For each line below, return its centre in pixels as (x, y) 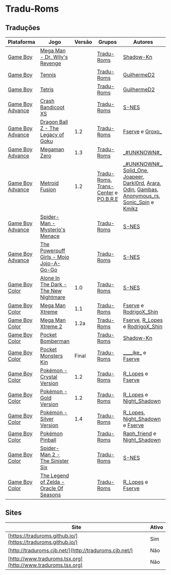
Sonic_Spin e (138, 202)
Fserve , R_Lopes (143, 320)
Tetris (47, 89)
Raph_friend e (140, 434)
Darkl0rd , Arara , (142, 183)
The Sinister (54, 461)
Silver (47, 419)
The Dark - (53, 284)
